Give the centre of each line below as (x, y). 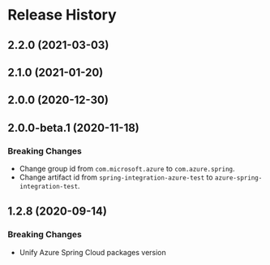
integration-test (49, 187)
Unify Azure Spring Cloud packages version (93, 252)
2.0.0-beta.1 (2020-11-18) (73, 128)
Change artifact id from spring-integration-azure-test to (116, 177)
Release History (62, 15)
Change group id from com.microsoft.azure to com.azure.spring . (127, 169)
